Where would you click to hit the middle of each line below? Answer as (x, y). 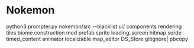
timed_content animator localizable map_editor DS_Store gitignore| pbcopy (97, 39)
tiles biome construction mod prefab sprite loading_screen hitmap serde (94, 32)
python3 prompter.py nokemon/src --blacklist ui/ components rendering (94, 26)
